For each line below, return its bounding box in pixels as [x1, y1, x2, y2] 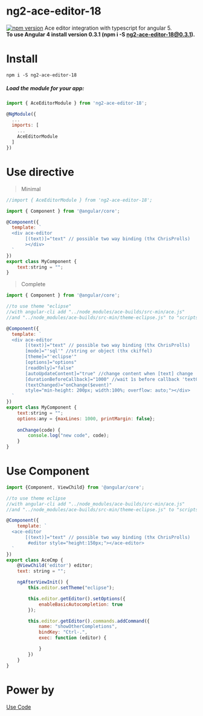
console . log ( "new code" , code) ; [28, 432, 110, 439]
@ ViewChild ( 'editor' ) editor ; [17, 563, 94, 569]
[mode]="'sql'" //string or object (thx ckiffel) [25, 348, 153, 354]
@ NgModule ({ [6, 111, 36, 117]
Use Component [6, 464, 89, 478]
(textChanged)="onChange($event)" [25, 382, 112, 388]
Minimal [21, 185, 41, 192]
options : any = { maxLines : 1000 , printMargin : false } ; [17, 415, 155, 422]
